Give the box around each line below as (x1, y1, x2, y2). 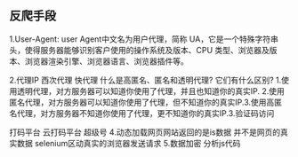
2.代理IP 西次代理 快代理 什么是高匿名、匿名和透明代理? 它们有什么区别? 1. (9, 75, 282, 85)
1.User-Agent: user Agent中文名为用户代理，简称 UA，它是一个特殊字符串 (9, 34, 278, 44)
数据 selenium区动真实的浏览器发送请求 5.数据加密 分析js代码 (16, 137, 241, 148)
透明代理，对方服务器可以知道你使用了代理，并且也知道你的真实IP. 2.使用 (16, 85, 285, 96)
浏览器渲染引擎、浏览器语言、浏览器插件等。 (24, 56, 189, 67)
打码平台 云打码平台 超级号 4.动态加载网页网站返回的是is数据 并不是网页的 (9, 127, 281, 137)
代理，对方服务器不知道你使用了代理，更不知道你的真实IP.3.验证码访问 (16, 107, 275, 118)
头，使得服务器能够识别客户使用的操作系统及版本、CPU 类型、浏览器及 (9, 44, 270, 55)
